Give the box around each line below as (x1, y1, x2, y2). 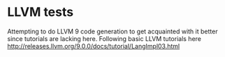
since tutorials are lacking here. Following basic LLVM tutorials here (7, 34, 201, 42)
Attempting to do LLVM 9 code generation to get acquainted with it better (7, 27, 218, 35)
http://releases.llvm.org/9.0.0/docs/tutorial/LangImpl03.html (7, 42, 180, 50)
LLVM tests (7, 4, 74, 20)
